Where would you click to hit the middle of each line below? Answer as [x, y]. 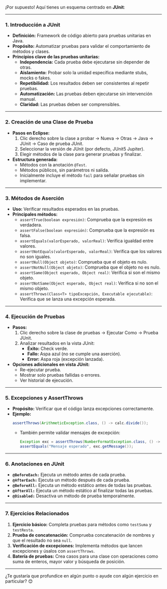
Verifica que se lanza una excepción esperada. [68, 299]
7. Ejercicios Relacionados [37, 514]
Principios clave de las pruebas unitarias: [56, 57]
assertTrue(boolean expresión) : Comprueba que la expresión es [86, 219]
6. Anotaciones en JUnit [35, 464]
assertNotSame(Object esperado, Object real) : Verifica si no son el [89, 283]
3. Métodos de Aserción [35, 198]
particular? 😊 [19, 581]
